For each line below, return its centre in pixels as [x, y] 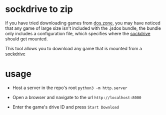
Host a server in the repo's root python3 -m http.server [70, 88]
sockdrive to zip [39, 9]
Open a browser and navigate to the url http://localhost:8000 [77, 97]
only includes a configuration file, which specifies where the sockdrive [78, 33]
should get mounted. [26, 39]
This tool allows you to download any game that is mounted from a [74, 48]
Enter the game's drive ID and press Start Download [65, 107]
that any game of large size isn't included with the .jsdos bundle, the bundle [83, 28]
